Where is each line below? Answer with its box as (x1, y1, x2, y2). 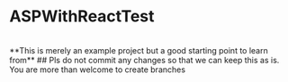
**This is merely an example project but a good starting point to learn (9, 45, 268, 55)
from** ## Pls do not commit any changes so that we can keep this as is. (9, 54, 280, 65)
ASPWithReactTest (9, 6, 155, 27)
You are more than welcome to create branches (9, 64, 186, 75)
